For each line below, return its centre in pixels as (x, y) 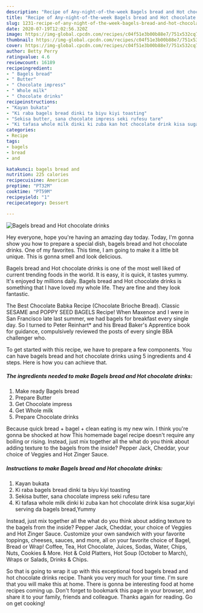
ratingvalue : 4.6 (28, 57)
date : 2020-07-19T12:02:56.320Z (47, 29)
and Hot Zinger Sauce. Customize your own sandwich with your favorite (96, 534)
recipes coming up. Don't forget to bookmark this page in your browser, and (101, 591)
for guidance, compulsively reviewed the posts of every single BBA (90, 331)
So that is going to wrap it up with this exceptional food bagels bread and (97, 571)
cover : (14, 46)
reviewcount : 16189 (31, 62)
